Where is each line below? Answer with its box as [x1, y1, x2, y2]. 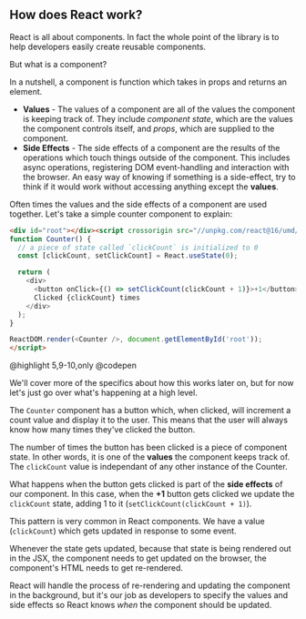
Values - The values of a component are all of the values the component [22, 104, 296, 115]
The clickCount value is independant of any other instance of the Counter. [9, 462, 289, 472]
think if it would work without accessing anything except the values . [22, 181, 280, 192]
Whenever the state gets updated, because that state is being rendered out [9, 543, 291, 554]
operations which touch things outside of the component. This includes [22, 152, 291, 163]
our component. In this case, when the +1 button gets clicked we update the [9, 489, 295, 500]
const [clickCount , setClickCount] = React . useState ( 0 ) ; [17, 251, 239, 260]
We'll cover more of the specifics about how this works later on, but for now [9, 378, 294, 389]
